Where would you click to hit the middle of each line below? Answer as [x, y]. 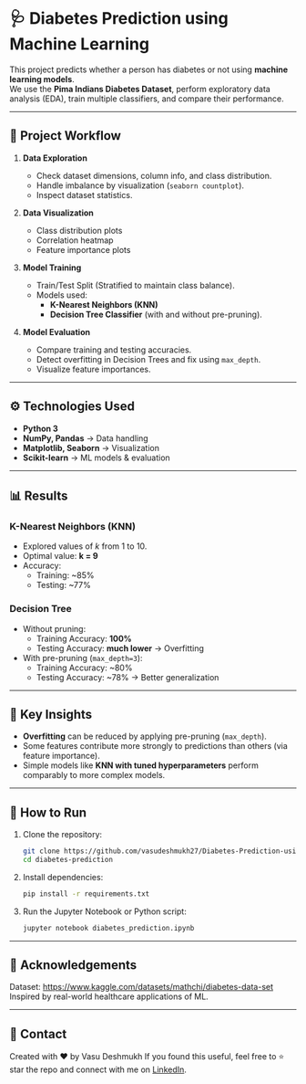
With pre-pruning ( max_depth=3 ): [82, 658]
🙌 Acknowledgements [73, 965]
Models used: [62, 295]
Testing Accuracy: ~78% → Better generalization [127, 677]
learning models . [42, 79]
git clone [41, 851]
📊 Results [39, 495]
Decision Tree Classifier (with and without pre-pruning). [156, 314]
